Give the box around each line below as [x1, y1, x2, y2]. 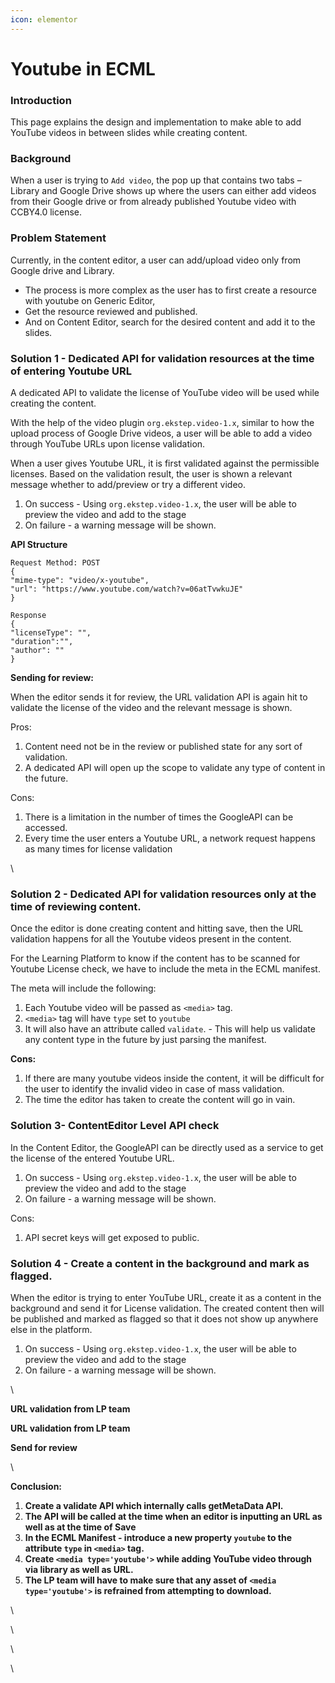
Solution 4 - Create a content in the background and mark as [10, 1256, 310, 1270]
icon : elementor [10, 14, 78, 25]
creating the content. [10, 397, 97, 409]
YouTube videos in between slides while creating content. [10, 127, 248, 139]
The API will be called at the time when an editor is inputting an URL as [24, 1510, 323, 1522]
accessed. [24, 822, 68, 833]
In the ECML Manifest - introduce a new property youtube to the [24, 1531, 293, 1543]
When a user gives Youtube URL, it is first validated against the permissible [10, 457, 320, 469]
